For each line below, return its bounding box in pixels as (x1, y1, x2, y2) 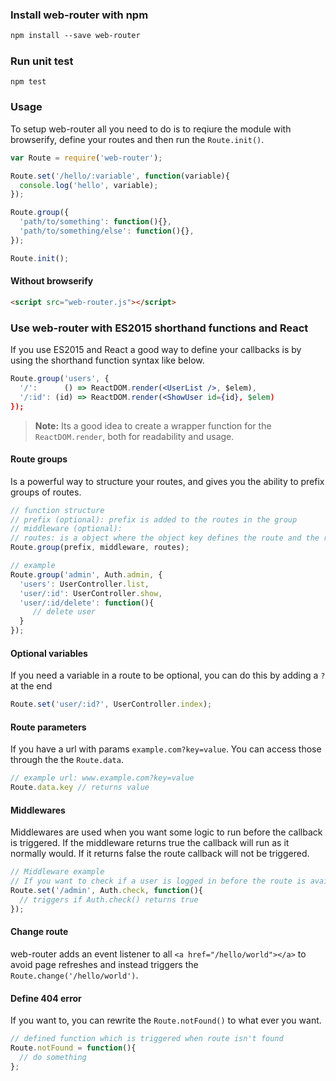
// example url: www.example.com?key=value (10, 773, 195, 783)
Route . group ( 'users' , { (10, 374, 110, 384)
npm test (10, 77, 47, 87)
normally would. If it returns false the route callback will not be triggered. (10, 848, 310, 860)
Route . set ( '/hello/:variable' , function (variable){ (10, 171, 230, 181)
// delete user (32, 607, 97, 617)
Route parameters (10, 721, 87, 733)
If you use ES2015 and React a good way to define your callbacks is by (10, 344, 302, 356)
